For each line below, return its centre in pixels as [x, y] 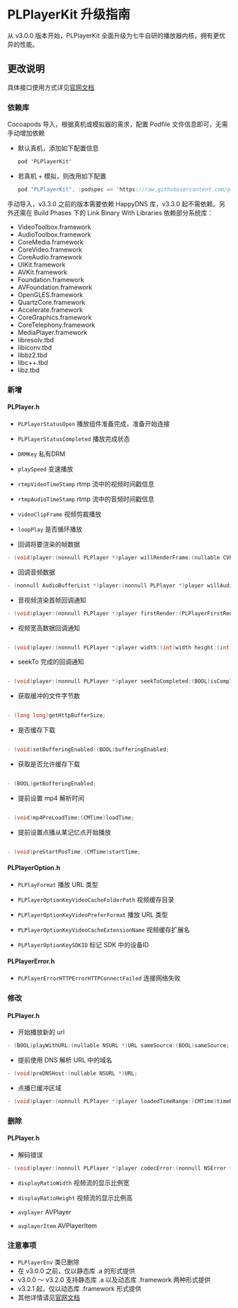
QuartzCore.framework [51, 302]
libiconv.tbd [35, 347]
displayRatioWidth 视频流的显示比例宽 [73, 1183]
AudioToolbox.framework [54, 234]
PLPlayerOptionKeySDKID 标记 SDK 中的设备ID [83, 944]
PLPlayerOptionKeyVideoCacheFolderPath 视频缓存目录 [96, 899]
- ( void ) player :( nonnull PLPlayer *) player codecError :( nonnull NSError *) [121, 1168]
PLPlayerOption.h [34, 868]
